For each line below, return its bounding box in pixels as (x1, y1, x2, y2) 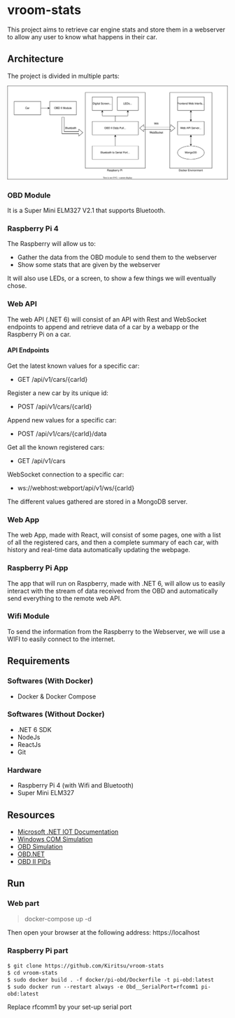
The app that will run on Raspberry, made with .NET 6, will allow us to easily (7, 579, 226, 587)
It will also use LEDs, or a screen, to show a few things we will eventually (7, 274, 217, 282)
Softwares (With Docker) (7, 676, 94, 686)
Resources (7, 809, 55, 821)
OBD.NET (17, 850, 45, 858)
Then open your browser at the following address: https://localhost (7, 928, 200, 937)
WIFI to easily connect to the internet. (7, 635, 115, 643)
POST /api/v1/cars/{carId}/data (17, 429, 107, 438)
